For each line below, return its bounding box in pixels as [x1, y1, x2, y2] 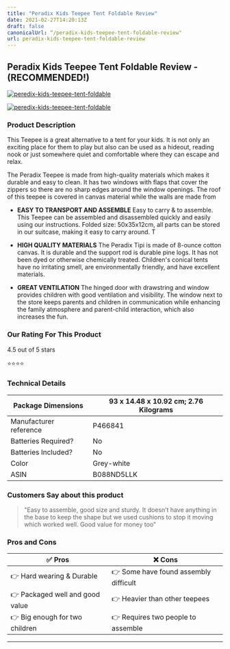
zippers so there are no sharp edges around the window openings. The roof [7, 186, 221, 194]
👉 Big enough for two [10, 613, 82, 622]
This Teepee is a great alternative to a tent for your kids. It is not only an [7, 136, 210, 144]
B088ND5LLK [92, 469, 138, 479]
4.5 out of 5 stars [7, 345, 56, 354]
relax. [7, 158, 23, 166]
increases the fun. [16, 313, 68, 321]
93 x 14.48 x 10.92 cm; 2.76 [109, 396, 204, 406]
